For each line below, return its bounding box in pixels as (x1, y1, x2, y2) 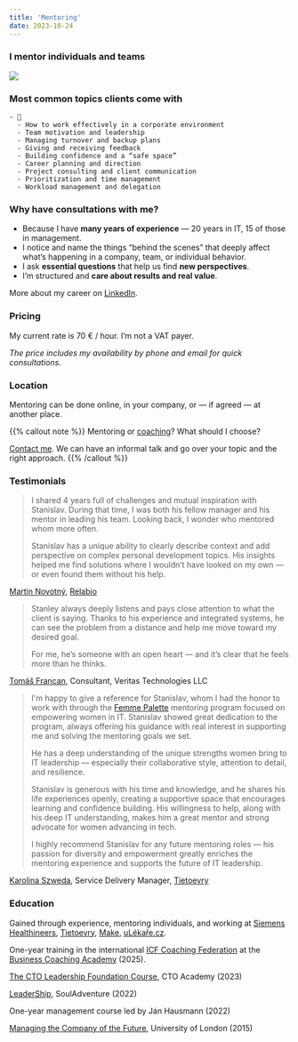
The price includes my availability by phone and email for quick (9, 348, 243, 358)
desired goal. (30, 632, 80, 643)
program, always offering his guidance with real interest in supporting (30, 721, 286, 732)
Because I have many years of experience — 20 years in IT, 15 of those (21, 223, 286, 234)
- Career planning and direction (17, 159, 141, 169)
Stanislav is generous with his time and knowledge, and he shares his (30, 784, 286, 795)
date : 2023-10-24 (9, 21, 74, 30)
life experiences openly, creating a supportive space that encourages (30, 793, 286, 805)
